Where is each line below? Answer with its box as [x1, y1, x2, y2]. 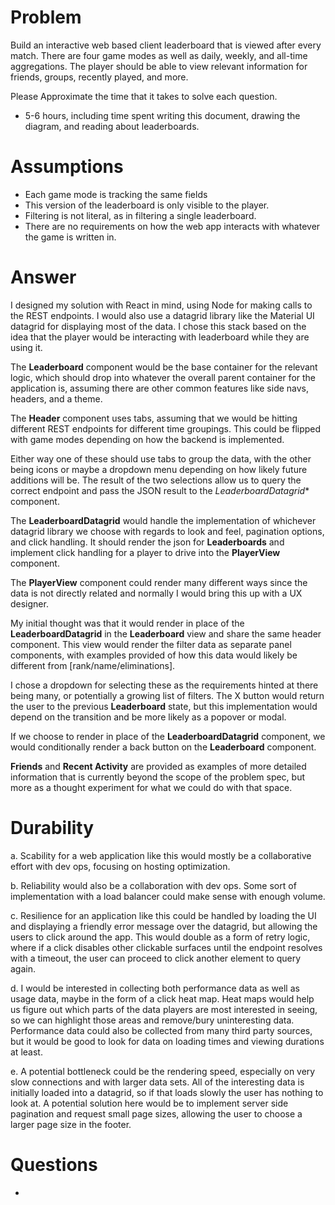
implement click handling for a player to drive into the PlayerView [10, 546, 281, 558]
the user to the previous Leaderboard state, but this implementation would [10, 700, 318, 712]
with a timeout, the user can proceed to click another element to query [10, 952, 302, 964]
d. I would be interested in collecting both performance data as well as [10, 982, 300, 994]
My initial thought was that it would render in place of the [10, 617, 245, 629]
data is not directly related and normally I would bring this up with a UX [10, 587, 303, 599]
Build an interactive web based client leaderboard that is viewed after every [10, 39, 322, 51]
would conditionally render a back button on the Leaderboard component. [10, 741, 317, 753]
